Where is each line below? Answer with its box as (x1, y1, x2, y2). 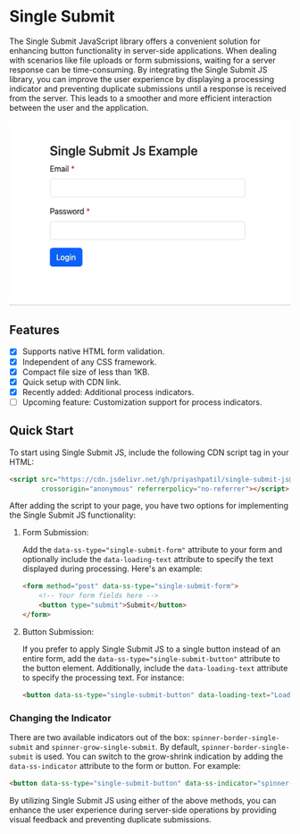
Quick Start (9, 423, 74, 439)
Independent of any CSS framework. (21, 356, 157, 367)
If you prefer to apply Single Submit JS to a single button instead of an (21, 644, 281, 654)
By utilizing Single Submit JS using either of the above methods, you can (9, 795, 277, 805)
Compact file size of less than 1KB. (21, 366, 150, 377)
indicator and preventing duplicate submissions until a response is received (9, 83, 287, 94)
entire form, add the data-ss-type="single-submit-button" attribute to (21, 653, 280, 663)
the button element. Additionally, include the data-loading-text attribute (21, 662, 288, 673)
